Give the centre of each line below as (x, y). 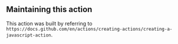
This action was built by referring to (49, 23)
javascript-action (29, 35)
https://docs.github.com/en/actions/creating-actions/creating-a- (89, 29)
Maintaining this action (49, 10)
